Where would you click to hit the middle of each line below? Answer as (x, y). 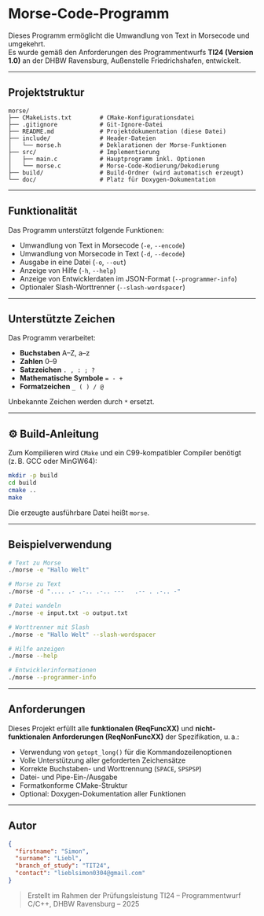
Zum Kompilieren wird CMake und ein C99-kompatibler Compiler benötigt (125, 453)
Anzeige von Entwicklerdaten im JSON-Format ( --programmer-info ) (128, 278)
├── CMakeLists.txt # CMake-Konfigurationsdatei (101, 118)
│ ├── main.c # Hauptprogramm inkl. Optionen (107, 159)
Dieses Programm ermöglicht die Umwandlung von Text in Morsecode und (129, 35)
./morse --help (33, 656)
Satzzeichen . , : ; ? (57, 370)
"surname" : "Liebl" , (49, 859)
